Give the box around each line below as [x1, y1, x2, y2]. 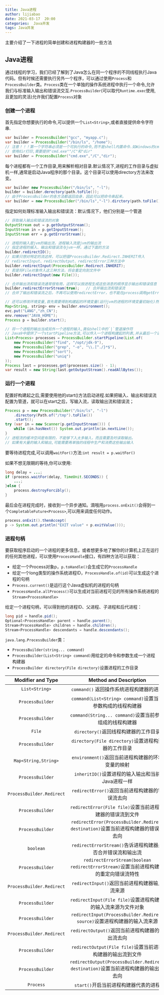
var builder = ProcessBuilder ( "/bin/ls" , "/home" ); [5, 140, 112, 145]
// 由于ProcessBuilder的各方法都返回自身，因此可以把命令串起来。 [5, 194, 126, 199]
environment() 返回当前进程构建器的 [71, 754, 153, 761]
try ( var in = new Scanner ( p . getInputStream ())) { [5, 422, 110, 427]
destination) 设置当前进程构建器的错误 [70, 825, 160, 832]
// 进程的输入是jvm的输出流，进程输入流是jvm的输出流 [5, 241, 102, 245]
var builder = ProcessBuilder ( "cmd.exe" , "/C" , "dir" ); [5, 153, 117, 159]
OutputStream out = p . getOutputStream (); [5, 222, 91, 227]
